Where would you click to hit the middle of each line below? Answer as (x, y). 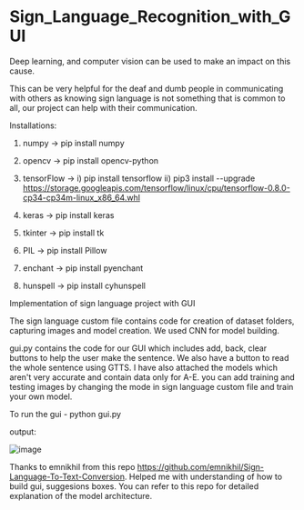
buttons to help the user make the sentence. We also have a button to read (149, 357)
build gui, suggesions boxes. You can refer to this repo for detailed (134, 486)
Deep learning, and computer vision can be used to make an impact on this (150, 61)
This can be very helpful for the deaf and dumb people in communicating (147, 88)
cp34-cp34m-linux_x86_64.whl (81, 197)
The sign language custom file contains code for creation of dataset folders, (152, 321)
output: (23, 431)
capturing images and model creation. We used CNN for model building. (145, 330)
